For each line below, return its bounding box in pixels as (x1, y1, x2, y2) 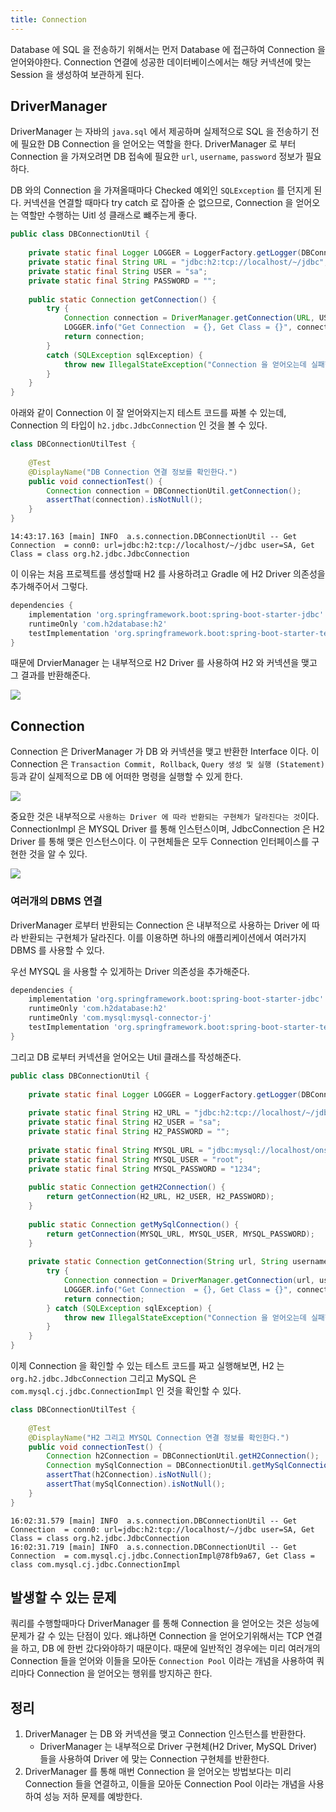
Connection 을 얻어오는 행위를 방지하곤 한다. (36, 1667, 213, 1680)
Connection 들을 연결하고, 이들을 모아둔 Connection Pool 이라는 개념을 (24, 1778, 307, 1790)
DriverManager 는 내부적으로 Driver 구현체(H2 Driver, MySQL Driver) (39, 1741, 318, 1753)
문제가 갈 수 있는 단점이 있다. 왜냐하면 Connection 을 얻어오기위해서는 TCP (10, 1630, 305, 1642)
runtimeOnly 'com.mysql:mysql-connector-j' (28, 1013, 213, 1023)
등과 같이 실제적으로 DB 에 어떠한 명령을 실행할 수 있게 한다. (10, 771, 243, 783)
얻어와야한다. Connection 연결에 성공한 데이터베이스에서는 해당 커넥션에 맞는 (10, 56, 312, 68)
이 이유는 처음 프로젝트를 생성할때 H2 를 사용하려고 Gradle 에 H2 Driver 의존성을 (10, 568, 326, 580)
